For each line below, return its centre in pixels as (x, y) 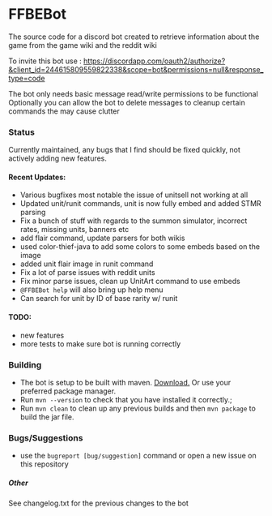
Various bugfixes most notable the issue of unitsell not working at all (134, 195)
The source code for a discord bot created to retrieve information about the (134, 37)
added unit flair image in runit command (87, 264)
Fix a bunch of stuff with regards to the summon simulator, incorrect (134, 221)
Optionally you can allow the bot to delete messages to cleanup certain (127, 102)
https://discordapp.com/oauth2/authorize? (155, 61)
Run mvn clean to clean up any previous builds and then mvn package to (138, 408)
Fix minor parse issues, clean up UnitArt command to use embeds (130, 282)
